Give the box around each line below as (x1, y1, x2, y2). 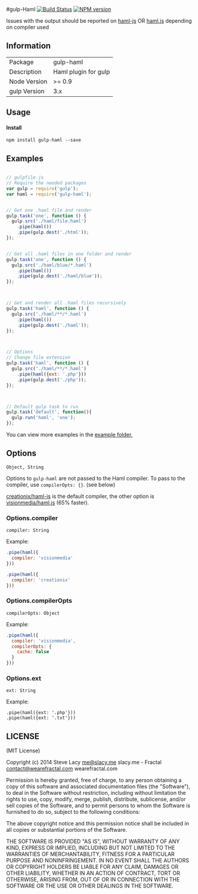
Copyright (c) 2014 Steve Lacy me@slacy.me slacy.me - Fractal (6, 759, 162, 766)
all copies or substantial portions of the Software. (6, 826, 127, 834)
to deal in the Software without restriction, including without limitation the (6, 789, 186, 797)
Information (6, 41, 51, 51)
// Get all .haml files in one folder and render (6, 251, 132, 257)
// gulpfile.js (6, 174, 44, 180)
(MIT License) (6, 747, 41, 754)
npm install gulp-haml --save (6, 137, 82, 143)
